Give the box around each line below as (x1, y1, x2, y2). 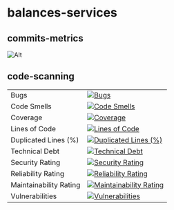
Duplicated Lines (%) (10, 135, 79, 144)
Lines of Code (10, 124, 57, 133)
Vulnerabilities (10, 191, 57, 201)
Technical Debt (10, 146, 60, 156)
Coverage (10, 113, 43, 122)
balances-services (7, 5, 117, 21)
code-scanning (7, 70, 75, 82)
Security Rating (10, 157, 61, 167)
